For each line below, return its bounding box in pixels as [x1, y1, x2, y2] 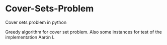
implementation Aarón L [5, 34, 55, 40]
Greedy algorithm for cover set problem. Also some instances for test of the [5, 29, 162, 35]
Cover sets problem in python [5, 19, 67, 25]
